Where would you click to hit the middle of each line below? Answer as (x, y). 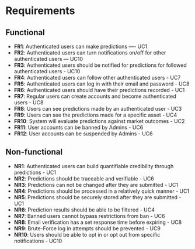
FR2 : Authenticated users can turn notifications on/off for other (90, 53)
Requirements (40, 11)
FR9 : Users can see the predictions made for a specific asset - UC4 (95, 115)
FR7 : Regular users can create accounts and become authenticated (95, 96)
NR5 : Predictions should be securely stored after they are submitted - (97, 197)
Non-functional (34, 152)
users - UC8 (29, 103)
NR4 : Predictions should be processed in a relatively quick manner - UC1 (102, 191)
